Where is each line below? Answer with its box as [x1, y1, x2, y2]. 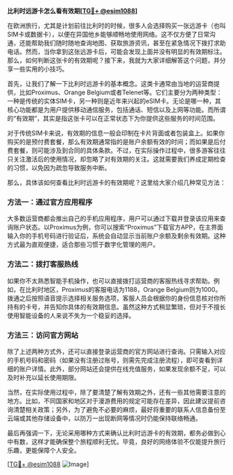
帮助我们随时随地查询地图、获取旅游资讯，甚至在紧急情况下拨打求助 [31, 39, 226, 47]
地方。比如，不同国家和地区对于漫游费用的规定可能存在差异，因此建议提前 [7, 397, 220, 405]
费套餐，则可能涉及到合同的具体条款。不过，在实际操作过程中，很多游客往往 [7, 146, 226, 155]
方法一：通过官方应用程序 [7, 197, 93, 207]
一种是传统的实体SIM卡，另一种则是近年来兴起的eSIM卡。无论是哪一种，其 [7, 97, 221, 105]
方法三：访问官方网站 [7, 330, 78, 340]
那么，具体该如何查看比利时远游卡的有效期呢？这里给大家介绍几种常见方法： [7, 178, 226, 187]
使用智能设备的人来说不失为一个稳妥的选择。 [7, 311, 135, 320]
